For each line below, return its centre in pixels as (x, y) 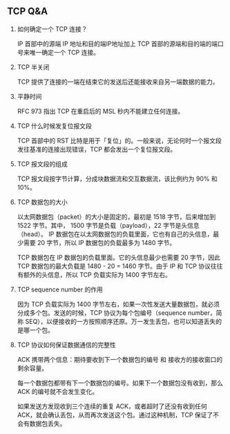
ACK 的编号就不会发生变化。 (58, 391)
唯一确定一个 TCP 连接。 (65, 52)
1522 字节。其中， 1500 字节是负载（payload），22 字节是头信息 (108, 225)
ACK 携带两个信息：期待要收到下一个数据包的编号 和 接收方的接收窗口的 (120, 359)
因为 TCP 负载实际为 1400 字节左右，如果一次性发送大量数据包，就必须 (118, 304)
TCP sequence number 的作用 (60, 289)
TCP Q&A (28, 11)
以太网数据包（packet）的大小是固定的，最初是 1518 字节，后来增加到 (116, 217)
